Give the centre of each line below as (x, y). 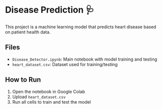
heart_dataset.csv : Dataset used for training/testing (65, 64)
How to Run (23, 80)
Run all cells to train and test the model (52, 102)
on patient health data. (28, 32)
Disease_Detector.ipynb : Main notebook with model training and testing (85, 59)
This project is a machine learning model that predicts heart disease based (81, 27)
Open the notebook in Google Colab (49, 91)
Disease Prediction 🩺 (50, 10)
